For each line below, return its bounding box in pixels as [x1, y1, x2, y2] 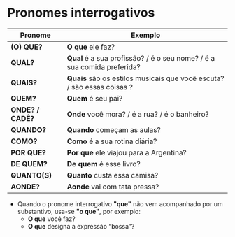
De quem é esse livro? [66, 159, 141, 168]
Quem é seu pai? [66, 93, 123, 103]
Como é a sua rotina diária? [66, 136, 157, 146]
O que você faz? [27, 215, 76, 223]
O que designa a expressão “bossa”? [27, 222, 135, 230]
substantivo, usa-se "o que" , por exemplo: [17, 207, 141, 215]
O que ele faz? [66, 42, 115, 52]
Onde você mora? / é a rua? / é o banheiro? [66, 109, 209, 119]
